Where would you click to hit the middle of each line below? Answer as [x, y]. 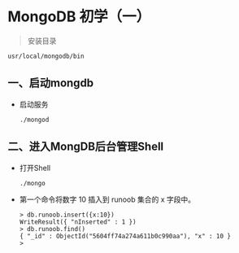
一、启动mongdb [51, 83]
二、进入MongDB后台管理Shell [86, 147]
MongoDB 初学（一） [79, 17]
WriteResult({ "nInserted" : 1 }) [78, 222]
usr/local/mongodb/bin [46, 56]
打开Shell [35, 168]
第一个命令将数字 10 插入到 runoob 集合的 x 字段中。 [107, 199]
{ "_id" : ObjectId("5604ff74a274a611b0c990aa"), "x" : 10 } [125, 236]
